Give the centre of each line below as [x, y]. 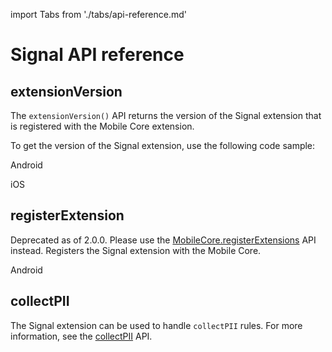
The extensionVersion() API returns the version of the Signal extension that [166, 115]
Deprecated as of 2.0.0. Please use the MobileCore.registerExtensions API [163, 240]
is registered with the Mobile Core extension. [102, 126]
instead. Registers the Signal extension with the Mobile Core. [136, 250]
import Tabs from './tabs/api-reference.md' [98, 14]
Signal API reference [97, 55]
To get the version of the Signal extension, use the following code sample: [163, 145]
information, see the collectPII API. [81, 336]
